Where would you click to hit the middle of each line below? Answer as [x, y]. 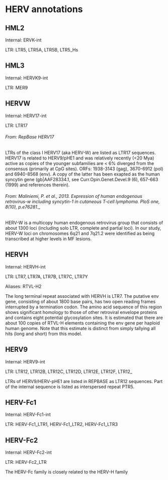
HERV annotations [44, 9]
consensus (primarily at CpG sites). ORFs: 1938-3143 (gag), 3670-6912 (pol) [84, 169]
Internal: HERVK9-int [27, 78]
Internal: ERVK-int [23, 40]
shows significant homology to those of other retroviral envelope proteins [81, 312]
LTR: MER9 [17, 87]
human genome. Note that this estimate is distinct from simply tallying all [80, 328]
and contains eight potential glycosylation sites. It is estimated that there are [84, 317]
